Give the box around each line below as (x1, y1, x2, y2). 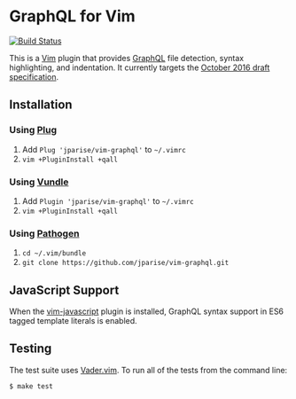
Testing (9, 341, 52, 356)
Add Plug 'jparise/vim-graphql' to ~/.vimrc (21, 144, 186, 154)
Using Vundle (9, 176, 69, 188)
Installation (9, 98, 73, 113)
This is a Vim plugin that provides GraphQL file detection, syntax (9, 52, 245, 63)
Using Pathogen (9, 227, 80, 239)
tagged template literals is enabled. (9, 316, 137, 326)
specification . (9, 71, 59, 82)
